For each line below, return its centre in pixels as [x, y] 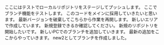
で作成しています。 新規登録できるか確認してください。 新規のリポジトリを [81, 25]
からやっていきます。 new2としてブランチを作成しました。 [69, 38]
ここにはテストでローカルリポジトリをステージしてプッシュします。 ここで [81, 7]
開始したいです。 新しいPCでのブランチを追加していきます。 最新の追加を [80, 32]
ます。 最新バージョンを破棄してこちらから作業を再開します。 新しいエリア [81, 19]
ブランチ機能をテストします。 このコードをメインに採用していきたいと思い [81, 13]
